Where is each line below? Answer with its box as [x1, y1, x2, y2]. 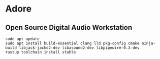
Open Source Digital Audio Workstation [5, 23, 133, 32]
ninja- [141, 41, 156, 46]
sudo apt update [5, 36, 40, 41]
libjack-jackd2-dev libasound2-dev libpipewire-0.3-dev [18, 45, 140, 50]
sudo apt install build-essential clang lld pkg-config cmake [5, 41, 140, 46]
